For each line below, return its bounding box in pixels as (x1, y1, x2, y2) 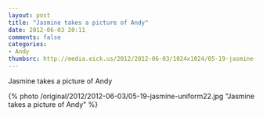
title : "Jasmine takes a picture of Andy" (8, 19, 149, 27)
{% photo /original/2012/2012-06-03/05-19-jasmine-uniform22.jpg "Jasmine (8, 91, 255, 101)
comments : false (8, 33, 61, 41)
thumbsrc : (8, 55, 41, 63)
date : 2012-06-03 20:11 (8, 26, 86, 34)
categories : (8, 41, 47, 48)
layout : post (8, 11, 51, 19)
